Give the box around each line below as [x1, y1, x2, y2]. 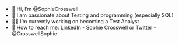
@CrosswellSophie [11, 30, 57, 37]
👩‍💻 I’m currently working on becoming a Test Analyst [11, 18, 139, 24]
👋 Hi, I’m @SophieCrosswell [11, 6, 79, 12]
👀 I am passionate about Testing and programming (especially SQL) [11, 12, 174, 19]
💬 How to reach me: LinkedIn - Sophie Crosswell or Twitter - [11, 24, 156, 31]
